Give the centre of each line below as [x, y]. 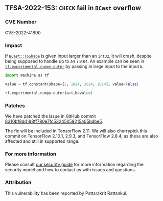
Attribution [18, 182]
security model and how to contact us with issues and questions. [70, 170]
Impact [14, 45]
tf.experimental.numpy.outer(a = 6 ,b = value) [49, 93]
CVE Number [21, 22]
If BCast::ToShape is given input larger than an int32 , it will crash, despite [78, 56]
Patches [15, 106]
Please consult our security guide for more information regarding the [74, 165]
